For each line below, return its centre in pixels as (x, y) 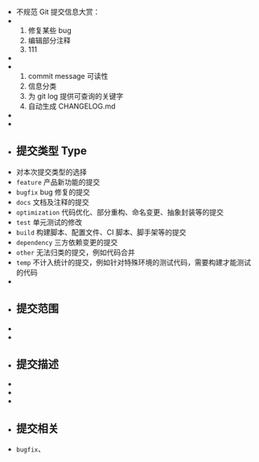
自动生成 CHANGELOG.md (72, 106)
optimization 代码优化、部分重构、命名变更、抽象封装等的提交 (119, 212)
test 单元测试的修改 (49, 222)
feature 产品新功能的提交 (58, 182)
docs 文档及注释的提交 (53, 202)
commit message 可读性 (68, 76)
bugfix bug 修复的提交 (53, 192)
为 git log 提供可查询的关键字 (76, 96)
